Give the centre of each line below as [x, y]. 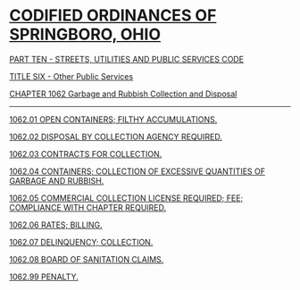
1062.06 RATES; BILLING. [56, 225]
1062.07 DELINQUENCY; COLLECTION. [81, 242]
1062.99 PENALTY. [44, 277]
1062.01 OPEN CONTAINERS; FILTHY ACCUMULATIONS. [113, 119]
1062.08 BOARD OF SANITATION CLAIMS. [87, 259]
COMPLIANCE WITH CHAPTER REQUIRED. [88, 207]
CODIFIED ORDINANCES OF [113, 16]
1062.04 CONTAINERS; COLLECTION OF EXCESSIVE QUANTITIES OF [137, 171]
